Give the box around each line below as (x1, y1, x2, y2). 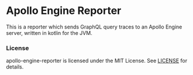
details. (6, 63, 24, 70)
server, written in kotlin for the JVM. (6, 29, 92, 36)
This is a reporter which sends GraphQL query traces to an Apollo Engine (6, 23, 182, 30)
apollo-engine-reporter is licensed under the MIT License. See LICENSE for (6, 57, 188, 65)
